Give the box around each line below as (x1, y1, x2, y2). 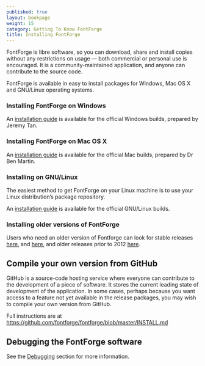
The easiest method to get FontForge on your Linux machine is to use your (6, 187, 193, 194)
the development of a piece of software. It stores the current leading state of (6, 281, 199, 288)
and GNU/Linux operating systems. (6, 86, 95, 93)
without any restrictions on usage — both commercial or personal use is (6, 55, 187, 62)
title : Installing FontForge (6, 32, 81, 38)
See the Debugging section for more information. (6, 353, 130, 360)
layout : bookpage (6, 15, 51, 21)
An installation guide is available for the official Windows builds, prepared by (6, 115, 198, 123)
